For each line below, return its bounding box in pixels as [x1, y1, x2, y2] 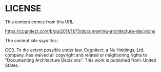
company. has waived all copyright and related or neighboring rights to [5, 52, 147, 58]
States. [5, 62, 20, 68]
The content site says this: [5, 37, 58, 43]
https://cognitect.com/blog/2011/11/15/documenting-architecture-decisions [5, 28, 156, 34]
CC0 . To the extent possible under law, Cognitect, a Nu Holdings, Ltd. [5, 47, 145, 53]
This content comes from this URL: [5, 19, 75, 25]
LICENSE [5, 3, 41, 14]
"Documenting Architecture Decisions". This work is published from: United [5, 57, 157, 63]
